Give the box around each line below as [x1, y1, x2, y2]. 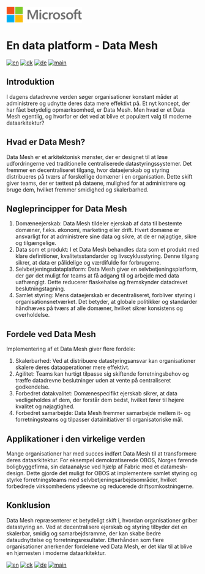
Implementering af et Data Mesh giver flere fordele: [6, 345, 136, 353]
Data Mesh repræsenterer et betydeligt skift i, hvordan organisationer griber [6, 516, 198, 524]
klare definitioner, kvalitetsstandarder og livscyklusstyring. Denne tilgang [15, 252, 199, 260]
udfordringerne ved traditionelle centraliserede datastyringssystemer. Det [6, 160, 192, 167]
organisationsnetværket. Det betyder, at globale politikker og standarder [15, 298, 198, 306]
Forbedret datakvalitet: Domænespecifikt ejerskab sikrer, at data [15, 390, 177, 397]
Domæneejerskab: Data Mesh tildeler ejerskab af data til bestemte [15, 220, 182, 227]
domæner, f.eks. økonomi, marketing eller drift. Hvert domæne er [15, 227, 179, 234]
